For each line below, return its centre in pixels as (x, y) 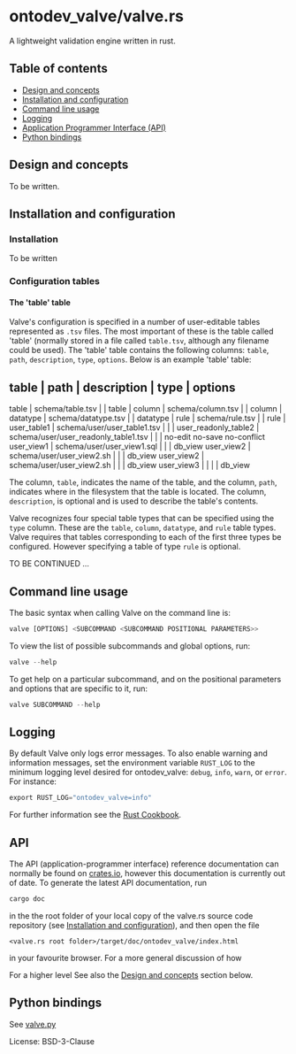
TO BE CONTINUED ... (49, 564)
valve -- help (33, 662)
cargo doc (27, 899)
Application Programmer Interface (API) (94, 127)
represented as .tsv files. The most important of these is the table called (141, 331)
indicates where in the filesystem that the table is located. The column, (138, 492)
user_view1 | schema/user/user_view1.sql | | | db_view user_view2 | (130, 446)
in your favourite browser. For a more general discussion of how (125, 958)
